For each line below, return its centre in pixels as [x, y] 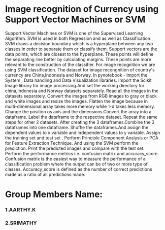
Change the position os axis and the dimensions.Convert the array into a [78, 111]
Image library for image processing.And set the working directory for [75, 85]
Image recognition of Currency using [82, 9]
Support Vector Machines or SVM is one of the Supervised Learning [74, 33]
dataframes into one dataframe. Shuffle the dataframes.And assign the [77, 127]
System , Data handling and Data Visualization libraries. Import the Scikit [78, 80]
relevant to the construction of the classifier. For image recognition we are [80, 65]
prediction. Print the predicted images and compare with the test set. [75, 148]
